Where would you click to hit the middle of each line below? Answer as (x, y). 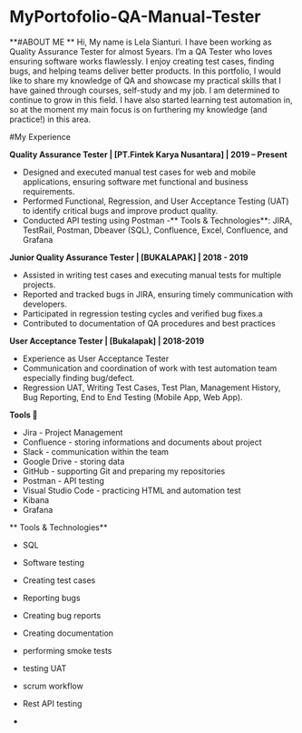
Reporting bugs (51, 597)
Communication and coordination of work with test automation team (150, 368)
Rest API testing (52, 703)
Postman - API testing (63, 480)
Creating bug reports (62, 615)
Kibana (36, 500)
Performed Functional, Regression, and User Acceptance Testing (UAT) (156, 201)
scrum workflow (53, 686)
